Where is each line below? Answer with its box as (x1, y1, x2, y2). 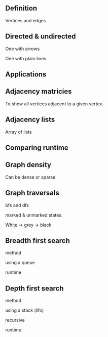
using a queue (5, 260, 35, 266)
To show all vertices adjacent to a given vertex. (5, 101, 104, 107)
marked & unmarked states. (5, 212, 63, 218)
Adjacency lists (5, 115, 55, 124)
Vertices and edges (5, 17, 46, 23)
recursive (5, 317, 25, 323)
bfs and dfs (5, 202, 29, 208)
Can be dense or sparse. (5, 174, 57, 180)
